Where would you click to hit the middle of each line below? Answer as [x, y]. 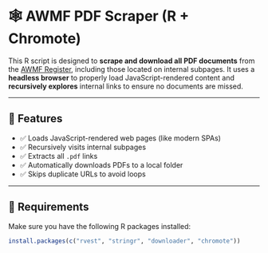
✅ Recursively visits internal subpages [83, 147]
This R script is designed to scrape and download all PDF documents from [132, 61]
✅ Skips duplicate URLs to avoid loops [83, 174]
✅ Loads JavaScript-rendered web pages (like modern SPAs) [120, 138]
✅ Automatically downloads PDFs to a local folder [101, 164]
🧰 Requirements [49, 207]
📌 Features [35, 119]
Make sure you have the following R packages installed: [100, 226]
